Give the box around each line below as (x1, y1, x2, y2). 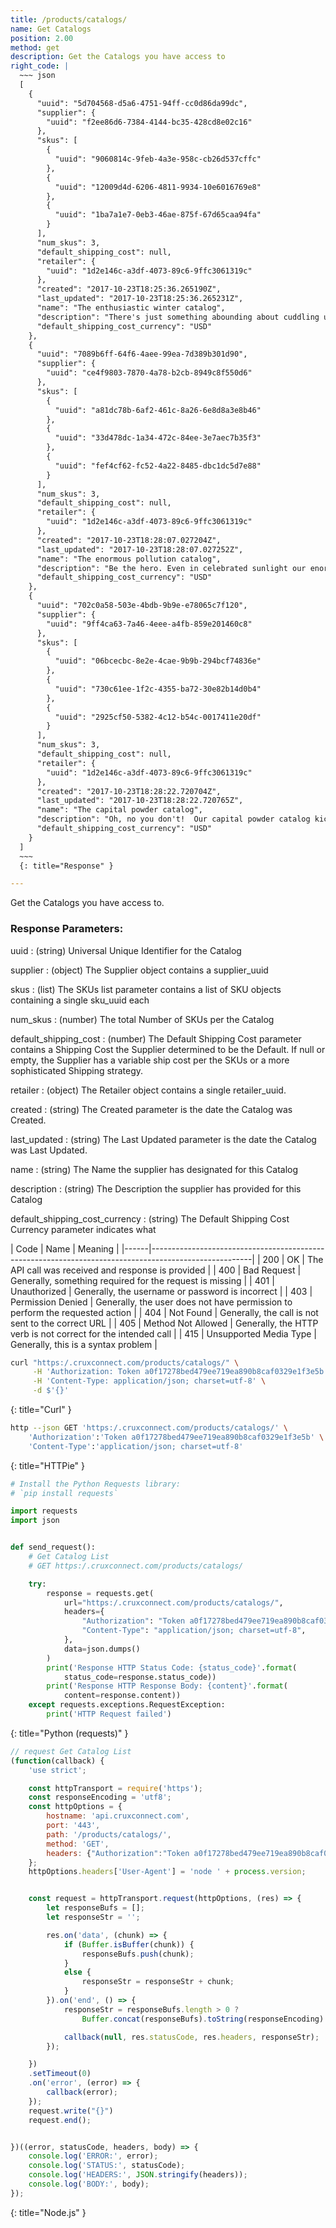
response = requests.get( (46, 1588, 155, 1598)
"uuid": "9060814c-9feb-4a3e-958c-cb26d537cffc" (54, 154, 262, 164)
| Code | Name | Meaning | (10, 1242, 120, 1255)
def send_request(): (10, 1542, 97, 1553)
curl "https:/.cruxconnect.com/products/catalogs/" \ (10, 1357, 240, 1368)
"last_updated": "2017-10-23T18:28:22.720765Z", (36, 796, 244, 806)
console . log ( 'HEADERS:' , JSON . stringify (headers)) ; (28, 2170, 248, 2180)
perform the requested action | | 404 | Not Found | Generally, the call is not (10, 1306, 319, 1318)
